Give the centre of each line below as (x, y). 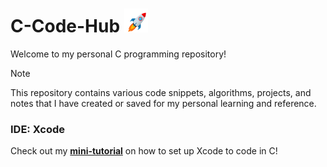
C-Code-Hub (65, 26)
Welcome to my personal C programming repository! (118, 54)
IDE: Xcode (38, 129)
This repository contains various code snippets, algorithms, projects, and (161, 92)
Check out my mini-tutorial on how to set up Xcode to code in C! (144, 151)
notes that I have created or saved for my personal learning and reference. (163, 103)
